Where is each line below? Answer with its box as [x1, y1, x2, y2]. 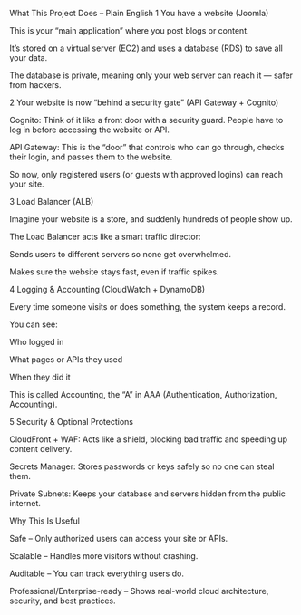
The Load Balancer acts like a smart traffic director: [9, 231, 201, 242]
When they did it [9, 371, 71, 382]
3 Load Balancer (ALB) [9, 197, 94, 207]
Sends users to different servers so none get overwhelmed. [9, 249, 232, 259]
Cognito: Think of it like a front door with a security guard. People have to [9, 115, 284, 125]
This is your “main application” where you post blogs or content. [9, 25, 249, 35]
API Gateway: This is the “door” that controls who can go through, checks [9, 142, 285, 152]
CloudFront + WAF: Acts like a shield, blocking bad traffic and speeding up [9, 434, 288, 445]
